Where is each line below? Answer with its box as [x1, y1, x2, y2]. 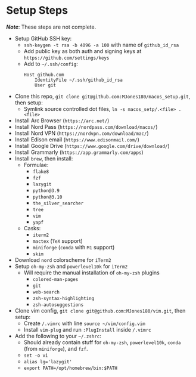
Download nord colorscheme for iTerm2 [14, 256, 111, 263]
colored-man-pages [32, 276, 79, 282]
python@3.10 [32, 194, 63, 200]
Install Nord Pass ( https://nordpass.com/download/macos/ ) [14, 123, 158, 130]
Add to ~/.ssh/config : [23, 60, 79, 67]
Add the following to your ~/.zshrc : [14, 332, 101, 339]
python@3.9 [32, 187, 60, 194]
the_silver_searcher [32, 200, 84, 206]
